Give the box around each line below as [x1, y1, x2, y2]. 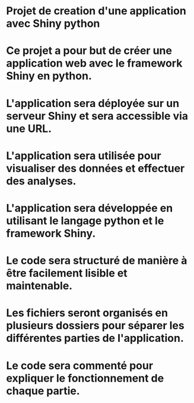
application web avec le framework [6, 56, 183, 70]
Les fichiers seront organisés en [6, 306, 168, 320]
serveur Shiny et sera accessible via [6, 109, 189, 122]
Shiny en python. [6, 70, 92, 83]
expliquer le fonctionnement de [6, 371, 164, 385]
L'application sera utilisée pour [6, 149, 161, 162]
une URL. [6, 122, 52, 135]
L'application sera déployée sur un [6, 96, 180, 110]
